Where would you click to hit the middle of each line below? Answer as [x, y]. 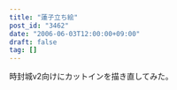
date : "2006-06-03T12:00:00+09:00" [75, 34]
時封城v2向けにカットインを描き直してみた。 [91, 77]
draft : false [33, 42]
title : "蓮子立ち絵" [43, 17]
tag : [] [23, 50]
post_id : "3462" [39, 26]
